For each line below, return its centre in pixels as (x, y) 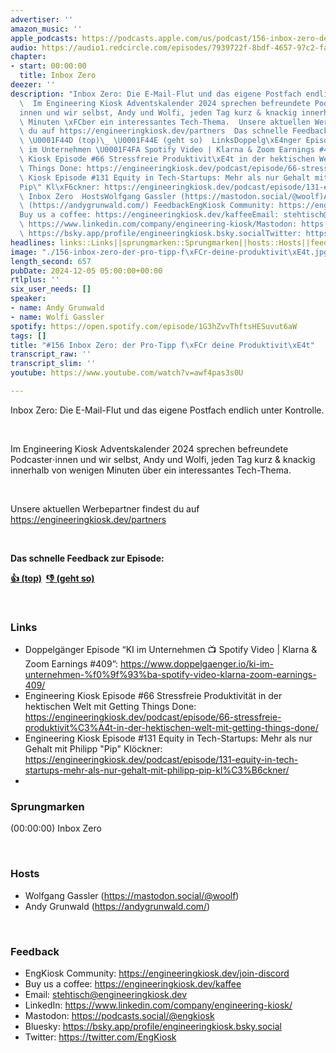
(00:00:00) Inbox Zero (56, 828)
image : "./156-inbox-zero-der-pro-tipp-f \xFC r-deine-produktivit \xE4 (158, 252)
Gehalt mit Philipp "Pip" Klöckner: (93, 749)
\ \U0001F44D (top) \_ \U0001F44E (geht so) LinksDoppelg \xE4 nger (160, 141)
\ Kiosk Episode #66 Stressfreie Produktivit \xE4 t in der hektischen (167, 159)
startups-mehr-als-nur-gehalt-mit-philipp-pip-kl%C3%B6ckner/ (157, 770)
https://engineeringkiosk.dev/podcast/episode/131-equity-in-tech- (161, 760)
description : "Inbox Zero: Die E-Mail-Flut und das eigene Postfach (156, 94)
